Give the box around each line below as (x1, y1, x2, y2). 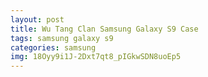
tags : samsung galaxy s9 (10, 33, 114, 43)
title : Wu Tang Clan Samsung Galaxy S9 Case (10, 24, 199, 34)
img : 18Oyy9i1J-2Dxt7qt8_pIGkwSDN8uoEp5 (10, 52, 182, 62)
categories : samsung (10, 42, 97, 53)
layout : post (10, 14, 65, 25)
